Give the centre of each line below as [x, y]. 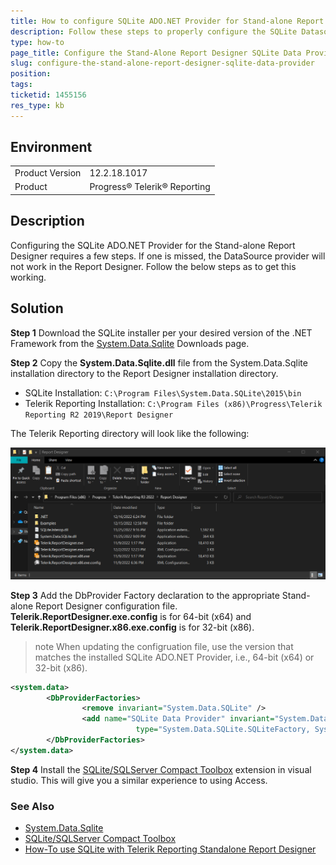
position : [31, 74]
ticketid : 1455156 [48, 95]
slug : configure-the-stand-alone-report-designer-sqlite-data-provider [162, 63]
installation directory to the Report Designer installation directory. [144, 373]
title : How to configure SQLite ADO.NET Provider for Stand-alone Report [167, 21]
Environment [51, 147]
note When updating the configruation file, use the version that [164, 646]
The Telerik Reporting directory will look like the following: [130, 433]
